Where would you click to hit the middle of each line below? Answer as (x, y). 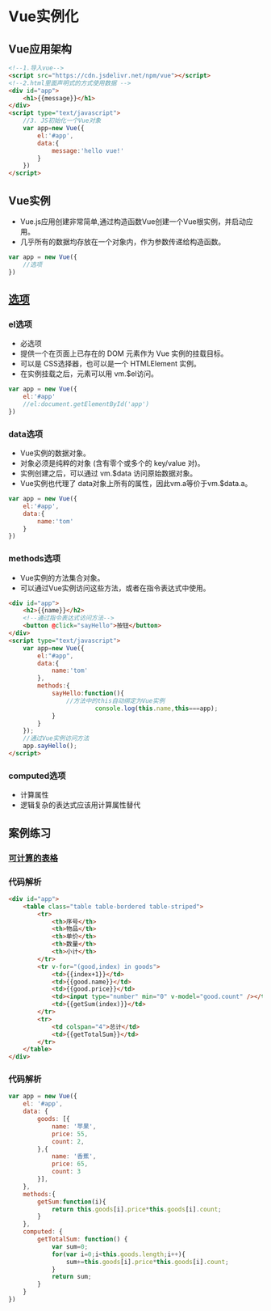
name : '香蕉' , (74, 1157)
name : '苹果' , (74, 1126)
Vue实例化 (44, 17)
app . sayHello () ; (50, 746)
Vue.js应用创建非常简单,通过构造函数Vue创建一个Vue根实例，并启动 (133, 221)
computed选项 (37, 776)
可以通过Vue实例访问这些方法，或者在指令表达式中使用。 (115, 588)
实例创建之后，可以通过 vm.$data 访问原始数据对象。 (108, 473)
